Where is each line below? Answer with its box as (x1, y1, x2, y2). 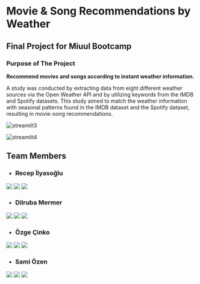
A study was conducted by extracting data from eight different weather (6, 84, 183, 92)
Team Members (6, 151, 66, 161)
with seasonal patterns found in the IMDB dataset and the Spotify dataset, (6, 104, 190, 111)
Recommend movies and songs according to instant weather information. (6, 72, 195, 80)
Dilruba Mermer (14, 198, 63, 207)
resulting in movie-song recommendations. (6, 110, 113, 117)
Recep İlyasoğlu (14, 169, 63, 177)
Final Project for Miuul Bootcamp (6, 41, 132, 51)
